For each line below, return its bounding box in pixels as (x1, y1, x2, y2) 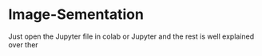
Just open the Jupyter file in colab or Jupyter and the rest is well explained (8, 32, 255, 41)
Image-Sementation (8, 6, 144, 24)
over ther (8, 39, 38, 49)
